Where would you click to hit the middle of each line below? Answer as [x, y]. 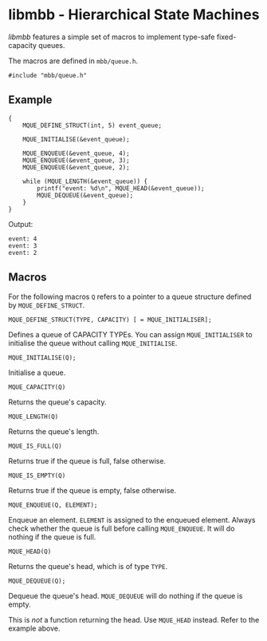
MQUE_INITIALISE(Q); [43, 357]
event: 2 [23, 253]
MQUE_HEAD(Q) [30, 551]
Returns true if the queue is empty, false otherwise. [92, 490]
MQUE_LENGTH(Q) [33, 416]
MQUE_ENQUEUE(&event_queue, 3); [76, 160]
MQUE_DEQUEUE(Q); [37, 581]
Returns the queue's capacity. [57, 402]
